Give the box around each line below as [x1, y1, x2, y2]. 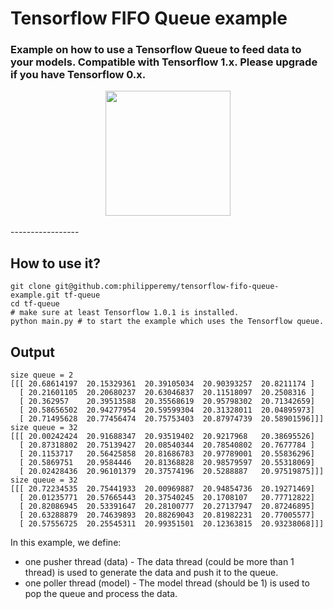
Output [10, 343, 55, 361]
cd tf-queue [10, 299, 60, 309]
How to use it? [10, 255, 101, 272]
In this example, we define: [10, 537, 122, 549]
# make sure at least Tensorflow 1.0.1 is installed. [10, 308, 240, 318]
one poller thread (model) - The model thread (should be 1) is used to [24, 577, 310, 589]
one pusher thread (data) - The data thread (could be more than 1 [24, 556, 295, 568]
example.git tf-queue [10, 290, 101, 301]
